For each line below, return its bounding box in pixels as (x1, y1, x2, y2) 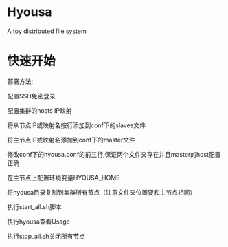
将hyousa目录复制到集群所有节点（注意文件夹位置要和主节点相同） (7, 188, 196, 196)
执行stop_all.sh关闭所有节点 (7, 232, 86, 240)
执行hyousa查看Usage (7, 217, 71, 226)
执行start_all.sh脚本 (7, 202, 62, 211)
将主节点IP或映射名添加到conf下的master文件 (7, 136, 135, 144)
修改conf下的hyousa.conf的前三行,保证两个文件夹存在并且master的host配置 (7, 150, 221, 158)
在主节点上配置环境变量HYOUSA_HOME (7, 173, 120, 182)
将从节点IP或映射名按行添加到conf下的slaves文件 (7, 121, 146, 129)
